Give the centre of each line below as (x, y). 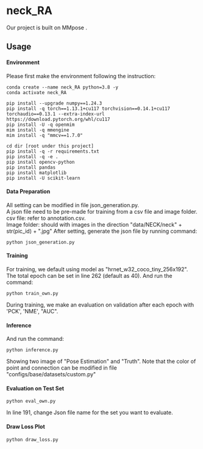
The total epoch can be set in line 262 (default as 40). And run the (89, 276)
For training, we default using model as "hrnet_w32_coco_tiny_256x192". (97, 269)
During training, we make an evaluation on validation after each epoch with (100, 305)
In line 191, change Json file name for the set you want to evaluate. (90, 412)
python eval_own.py (31, 401)
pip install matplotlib (37, 173)
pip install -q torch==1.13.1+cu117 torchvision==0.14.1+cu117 (88, 108)
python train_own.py (33, 293)
